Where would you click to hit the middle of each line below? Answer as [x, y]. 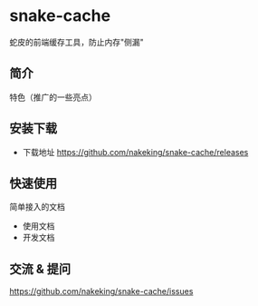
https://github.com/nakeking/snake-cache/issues [101, 291]
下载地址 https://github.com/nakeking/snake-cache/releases [135, 152]
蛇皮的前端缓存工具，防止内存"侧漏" [77, 42]
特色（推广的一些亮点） [53, 97]
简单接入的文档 [37, 207]
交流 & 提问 [40, 269]
